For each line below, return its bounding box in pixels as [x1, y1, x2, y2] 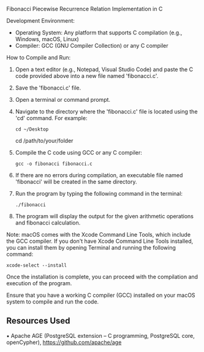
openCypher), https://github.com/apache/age [6, 339, 122, 346]
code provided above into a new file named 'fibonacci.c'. [15, 72, 159, 79]
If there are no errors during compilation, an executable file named [15, 172, 183, 178]
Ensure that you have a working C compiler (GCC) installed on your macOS [6, 291, 195, 299]
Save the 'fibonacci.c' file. [15, 84, 81, 91]
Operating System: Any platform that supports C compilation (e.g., [15, 29, 183, 36]
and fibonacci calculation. [15, 219, 81, 226]
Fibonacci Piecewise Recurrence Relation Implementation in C [6, 6, 163, 12]
